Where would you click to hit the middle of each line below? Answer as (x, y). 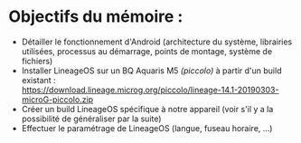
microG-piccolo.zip (57, 99)
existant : (38, 80)
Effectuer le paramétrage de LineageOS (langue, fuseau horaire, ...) (147, 128)
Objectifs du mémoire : (96, 17)
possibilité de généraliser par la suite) (91, 119)
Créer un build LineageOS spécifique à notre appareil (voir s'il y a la (147, 109)
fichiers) (37, 61)
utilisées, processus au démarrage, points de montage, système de (147, 51)
